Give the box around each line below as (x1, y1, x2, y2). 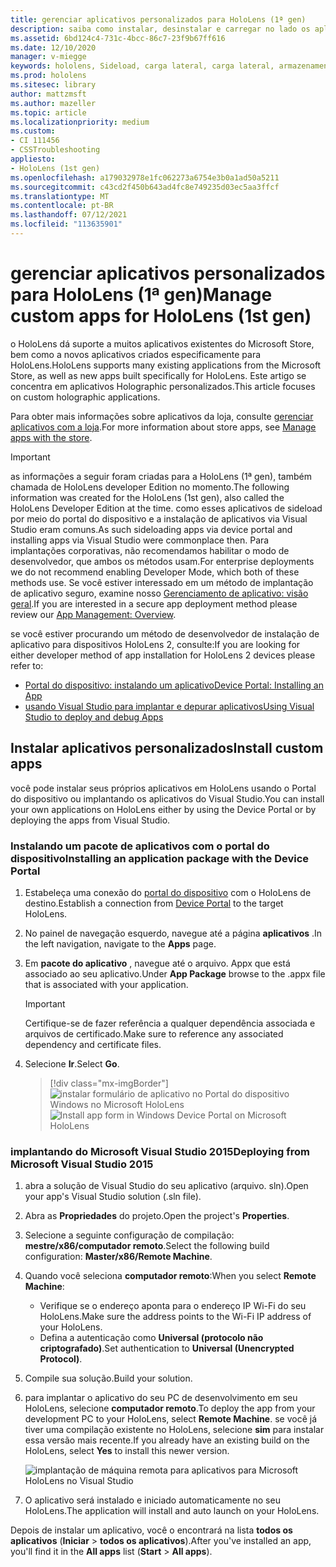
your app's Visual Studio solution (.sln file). (24, 1191, 202, 1203)
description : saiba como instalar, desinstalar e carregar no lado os (10, 24, 311, 34)
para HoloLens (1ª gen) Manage (10, 284, 273, 306)
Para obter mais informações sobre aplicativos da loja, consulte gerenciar (10, 410, 314, 422)
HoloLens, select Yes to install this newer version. (24, 1445, 230, 1457)
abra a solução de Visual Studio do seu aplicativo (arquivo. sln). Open (24, 1180, 309, 1192)
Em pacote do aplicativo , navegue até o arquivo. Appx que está (24, 957, 291, 969)
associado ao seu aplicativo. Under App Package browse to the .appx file (24, 967, 326, 980)
